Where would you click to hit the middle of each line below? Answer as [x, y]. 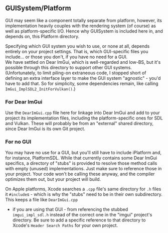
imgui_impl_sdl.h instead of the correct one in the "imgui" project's [82, 215]
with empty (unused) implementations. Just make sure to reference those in [83, 169]
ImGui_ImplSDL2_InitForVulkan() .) [40, 89]
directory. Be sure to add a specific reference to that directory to [79, 220]
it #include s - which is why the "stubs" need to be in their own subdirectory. [84, 194]
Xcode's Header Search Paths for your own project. [65, 225]
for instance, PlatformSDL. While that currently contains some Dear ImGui [81, 158]
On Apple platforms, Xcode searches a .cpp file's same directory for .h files [83, 189]
